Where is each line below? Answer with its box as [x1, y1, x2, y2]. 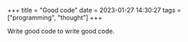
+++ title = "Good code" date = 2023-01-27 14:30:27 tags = [7, 6, 182, 14]
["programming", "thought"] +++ [7, 13, 102, 22]
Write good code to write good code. [7, 27, 115, 35]
